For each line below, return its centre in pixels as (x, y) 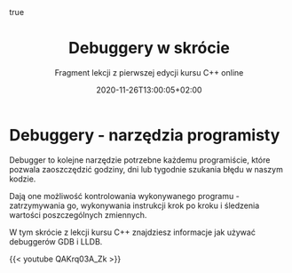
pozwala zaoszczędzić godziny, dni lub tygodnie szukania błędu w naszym (146, 169)
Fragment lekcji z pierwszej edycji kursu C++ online (149, 72)
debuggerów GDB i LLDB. (56, 241)
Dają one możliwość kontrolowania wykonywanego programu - (124, 196)
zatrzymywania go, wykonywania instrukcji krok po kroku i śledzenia (134, 205)
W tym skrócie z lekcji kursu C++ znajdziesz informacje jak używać (132, 232)
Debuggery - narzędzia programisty (145, 135)
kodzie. (23, 179)
